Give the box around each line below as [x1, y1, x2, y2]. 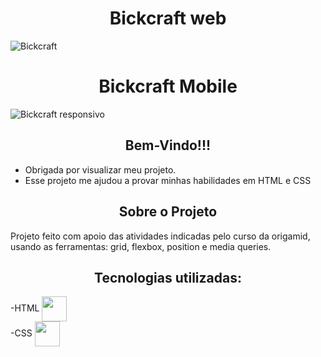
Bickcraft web [109, 7, 227, 30]
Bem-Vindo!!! [124, 137, 212, 154]
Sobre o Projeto [118, 203, 218, 221]
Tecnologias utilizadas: [94, 269, 242, 286]
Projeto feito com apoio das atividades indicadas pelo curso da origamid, [10, 230, 311, 242]
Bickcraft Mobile [98, 75, 238, 98]
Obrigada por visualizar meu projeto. [24, 163, 177, 176]
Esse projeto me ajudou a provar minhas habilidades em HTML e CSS [24, 174, 312, 186]
